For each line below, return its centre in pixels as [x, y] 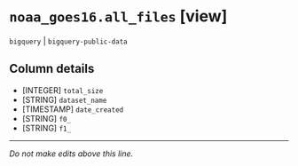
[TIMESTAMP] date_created [73, 109]
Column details [52, 69]
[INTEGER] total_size [63, 90]
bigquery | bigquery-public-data [68, 41]
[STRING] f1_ [47, 128]
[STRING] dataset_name [64, 99]
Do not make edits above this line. [71, 154]
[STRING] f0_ [47, 118]
